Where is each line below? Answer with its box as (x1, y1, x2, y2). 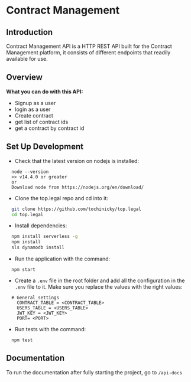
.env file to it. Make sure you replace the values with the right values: (14, 283, 183, 290)
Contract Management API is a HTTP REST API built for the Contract (6, 43, 173, 50)
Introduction (6, 27, 53, 37)
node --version (11, 169, 49, 175)
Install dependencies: (14, 222, 67, 229)
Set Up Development (6, 142, 84, 152)
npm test (11, 337, 33, 343)
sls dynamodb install (11, 244, 65, 251)
